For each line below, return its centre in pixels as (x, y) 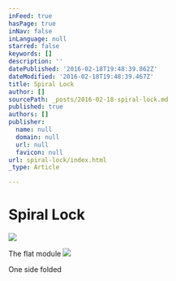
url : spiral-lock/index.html (58, 160)
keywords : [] (30, 54)
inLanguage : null (38, 39)
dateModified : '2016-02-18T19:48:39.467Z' (81, 77)
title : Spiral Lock (41, 84)
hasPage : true (32, 24)
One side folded (35, 270)
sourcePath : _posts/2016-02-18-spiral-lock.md (88, 99)
